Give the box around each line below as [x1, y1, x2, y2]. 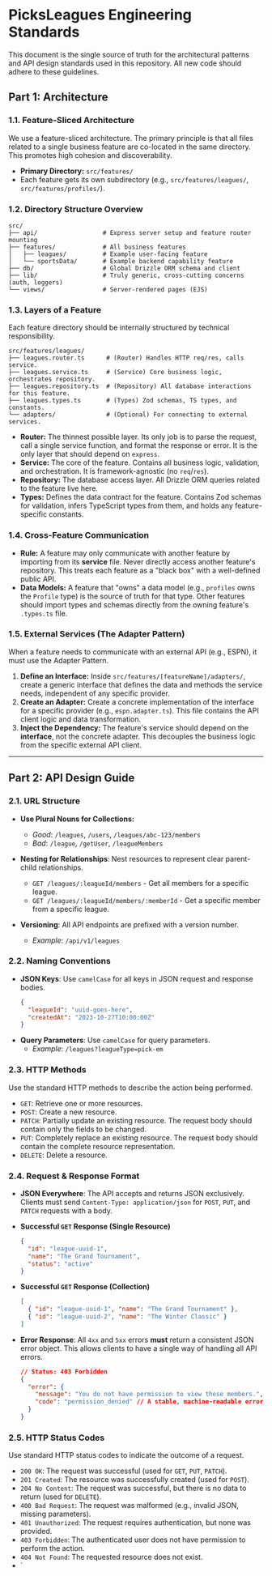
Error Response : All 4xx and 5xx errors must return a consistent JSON [19, 1335, 254, 1344]
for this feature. [8, 390, 70, 398]
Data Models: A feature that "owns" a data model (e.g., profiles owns [19, 582, 256, 592]
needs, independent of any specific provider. [19, 688, 170, 698]
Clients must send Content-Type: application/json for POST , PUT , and [19, 1197, 251, 1207]
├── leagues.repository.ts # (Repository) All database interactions [8, 382, 252, 390]
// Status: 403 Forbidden [19, 1367, 108, 1376]
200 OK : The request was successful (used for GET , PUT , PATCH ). [19, 1466, 227, 1476]
